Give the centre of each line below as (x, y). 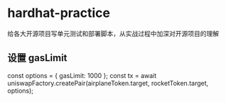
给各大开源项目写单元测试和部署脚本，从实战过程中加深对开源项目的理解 (113, 33)
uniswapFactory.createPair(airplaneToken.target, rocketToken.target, (108, 83)
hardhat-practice (59, 13)
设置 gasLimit (37, 58)
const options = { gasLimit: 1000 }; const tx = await (82, 75)
